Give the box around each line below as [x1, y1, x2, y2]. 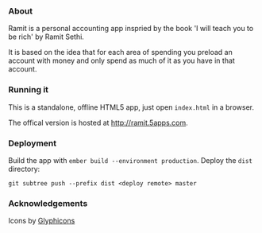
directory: [8, 164, 40, 173]
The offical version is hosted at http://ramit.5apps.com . [8, 118, 188, 127]
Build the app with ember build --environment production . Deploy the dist [8, 155, 252, 165]
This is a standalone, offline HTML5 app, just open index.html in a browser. [8, 102, 254, 112]
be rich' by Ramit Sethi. [8, 32, 85, 41]
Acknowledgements [8, 197, 88, 208]
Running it [8, 84, 49, 95]
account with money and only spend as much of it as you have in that [8, 56, 236, 65]
